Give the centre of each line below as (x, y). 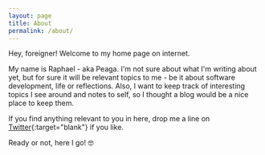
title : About (30, 23)
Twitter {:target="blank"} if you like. (66, 127)
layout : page (30, 16)
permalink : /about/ (41, 31)
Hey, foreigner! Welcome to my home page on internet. (99, 54)
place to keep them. (41, 103)
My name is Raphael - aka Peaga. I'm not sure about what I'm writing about (132, 69)
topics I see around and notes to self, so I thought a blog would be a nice (128, 95)
